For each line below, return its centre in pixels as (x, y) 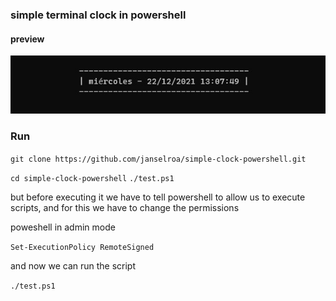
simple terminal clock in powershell (98, 15)
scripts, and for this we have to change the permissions (125, 207)
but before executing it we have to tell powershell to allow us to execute (158, 197)
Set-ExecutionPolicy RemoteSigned (82, 247)
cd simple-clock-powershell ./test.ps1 (92, 178)
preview (27, 39)
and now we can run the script (73, 265)
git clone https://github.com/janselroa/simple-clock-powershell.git (158, 159)
